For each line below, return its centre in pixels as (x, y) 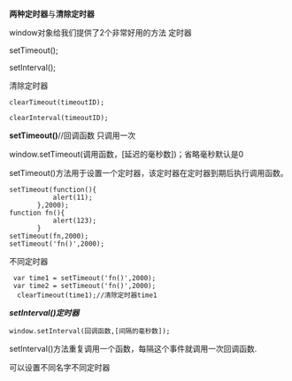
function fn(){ (37, 213)
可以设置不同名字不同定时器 (60, 367)
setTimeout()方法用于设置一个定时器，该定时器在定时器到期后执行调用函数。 (149, 173)
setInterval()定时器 (44, 312)
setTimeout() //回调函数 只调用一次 (73, 135)
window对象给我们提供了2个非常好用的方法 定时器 (100, 33)
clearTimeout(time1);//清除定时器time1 (87, 295)
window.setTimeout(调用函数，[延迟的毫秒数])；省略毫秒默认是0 (127, 154)
